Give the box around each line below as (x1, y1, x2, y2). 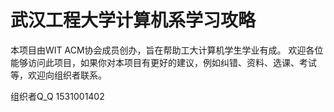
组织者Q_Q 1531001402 (10, 90, 105, 102)
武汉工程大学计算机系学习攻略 (10, 9, 257, 32)
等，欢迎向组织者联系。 (10, 69, 107, 81)
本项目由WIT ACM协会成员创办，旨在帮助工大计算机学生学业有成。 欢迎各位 (10, 44, 324, 56)
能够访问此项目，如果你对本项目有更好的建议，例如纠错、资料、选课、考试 (10, 56, 317, 68)
